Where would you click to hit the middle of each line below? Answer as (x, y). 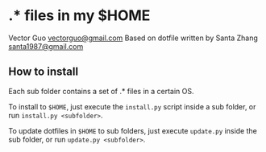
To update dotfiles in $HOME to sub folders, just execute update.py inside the (133, 130)
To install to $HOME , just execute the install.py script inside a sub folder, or (132, 106)
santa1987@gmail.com (46, 46)
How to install (44, 72)
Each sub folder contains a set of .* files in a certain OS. (102, 91)
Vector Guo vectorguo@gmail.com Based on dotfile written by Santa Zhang (133, 38)
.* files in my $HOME (79, 16)
